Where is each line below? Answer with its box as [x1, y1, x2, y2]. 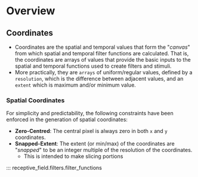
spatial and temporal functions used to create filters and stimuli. [14, 62, 172, 69]
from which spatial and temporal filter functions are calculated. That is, [14, 50, 189, 57]
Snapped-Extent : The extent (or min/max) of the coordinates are [14, 140, 175, 147]
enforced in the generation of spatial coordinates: [6, 116, 128, 123]
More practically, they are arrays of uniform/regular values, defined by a [14, 69, 193, 75]
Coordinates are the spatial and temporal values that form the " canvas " [14, 43, 191, 50]
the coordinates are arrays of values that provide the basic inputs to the [14, 56, 191, 63]
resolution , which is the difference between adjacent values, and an [14, 75, 184, 82]
